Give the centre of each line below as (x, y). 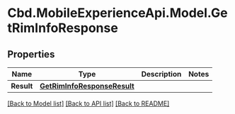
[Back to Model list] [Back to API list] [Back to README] (88, 103)
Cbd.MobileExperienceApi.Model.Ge (117, 13)
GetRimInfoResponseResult (87, 86)
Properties (31, 54)
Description (161, 74)
